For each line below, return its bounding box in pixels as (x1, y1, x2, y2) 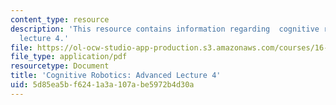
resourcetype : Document (10, 61, 110, 71)
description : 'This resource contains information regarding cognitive (10, 24, 320, 34)
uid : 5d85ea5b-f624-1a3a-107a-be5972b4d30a (10, 80, 195, 90)
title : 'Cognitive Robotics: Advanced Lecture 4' (10, 71, 222, 81)
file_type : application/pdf (10, 52, 128, 62)
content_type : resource (10, 14, 110, 25)
